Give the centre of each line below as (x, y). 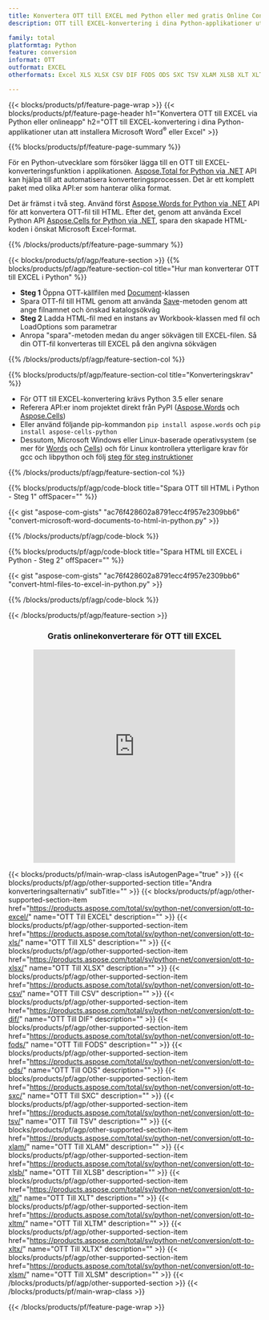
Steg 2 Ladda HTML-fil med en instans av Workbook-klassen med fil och (140, 318)
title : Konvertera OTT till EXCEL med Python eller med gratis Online (128, 16)
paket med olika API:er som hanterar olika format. (90, 188)
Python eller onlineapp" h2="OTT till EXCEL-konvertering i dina (112, 122)
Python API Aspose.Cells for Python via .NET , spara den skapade (115, 220)
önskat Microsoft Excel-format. (86, 229)
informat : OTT (32, 60)
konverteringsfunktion (45, 171)
